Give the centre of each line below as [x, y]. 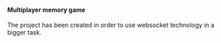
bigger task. [24, 33]
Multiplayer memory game [46, 10]
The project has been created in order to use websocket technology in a [111, 25]
